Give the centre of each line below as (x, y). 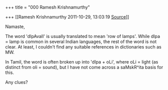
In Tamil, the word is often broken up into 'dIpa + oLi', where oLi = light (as (82, 62)
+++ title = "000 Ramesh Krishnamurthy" (48, 7)
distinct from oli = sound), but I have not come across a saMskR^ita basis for (84, 67)
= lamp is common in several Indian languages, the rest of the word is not (81, 41)
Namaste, (15, 26)
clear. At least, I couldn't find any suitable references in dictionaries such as (83, 47)
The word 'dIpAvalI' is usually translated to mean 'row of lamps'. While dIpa (83, 36)
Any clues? (17, 82)
